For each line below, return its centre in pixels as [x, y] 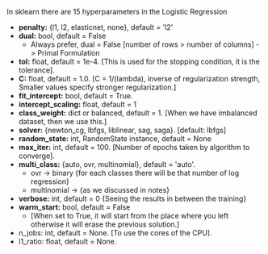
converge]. [36, 156]
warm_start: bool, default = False [74, 207]
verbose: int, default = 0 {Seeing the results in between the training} [132, 198]
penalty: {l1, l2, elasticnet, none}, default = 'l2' [96, 27]
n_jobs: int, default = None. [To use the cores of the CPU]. [115, 233]
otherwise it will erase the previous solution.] [105, 224]
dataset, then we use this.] [63, 121]
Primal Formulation [69, 53]
